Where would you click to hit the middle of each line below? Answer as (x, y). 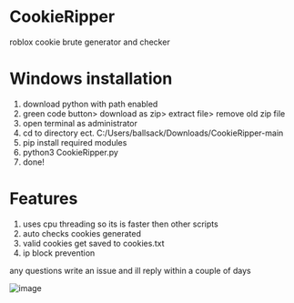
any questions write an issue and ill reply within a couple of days (131, 270)
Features (44, 199)
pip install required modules (75, 142)
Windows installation (91, 79)
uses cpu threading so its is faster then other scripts (120, 224)
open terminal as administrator (80, 123)
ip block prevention (59, 253)
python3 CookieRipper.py (70, 152)
